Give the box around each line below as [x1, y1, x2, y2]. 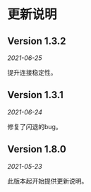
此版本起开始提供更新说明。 [7, 176, 88, 185]
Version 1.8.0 [7, 143, 67, 155]
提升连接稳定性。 [7, 68, 57, 76]
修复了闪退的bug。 [7, 122, 62, 131]
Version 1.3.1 [7, 89, 63, 101]
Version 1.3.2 [7, 35, 66, 47]
